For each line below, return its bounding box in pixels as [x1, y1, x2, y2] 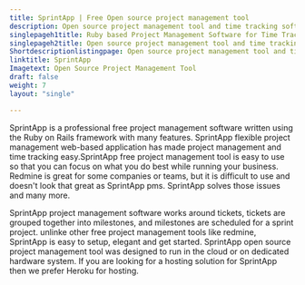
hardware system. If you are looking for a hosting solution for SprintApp [9, 255, 278, 266]
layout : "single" [9, 89, 75, 98]
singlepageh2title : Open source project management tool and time [9, 38, 266, 48]
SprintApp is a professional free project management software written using [9, 122, 293, 133]
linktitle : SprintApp [9, 55, 92, 64]
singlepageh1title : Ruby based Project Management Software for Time [9, 30, 279, 39]
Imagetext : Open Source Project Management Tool [9, 64, 197, 74]
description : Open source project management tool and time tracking [9, 22, 279, 31]
